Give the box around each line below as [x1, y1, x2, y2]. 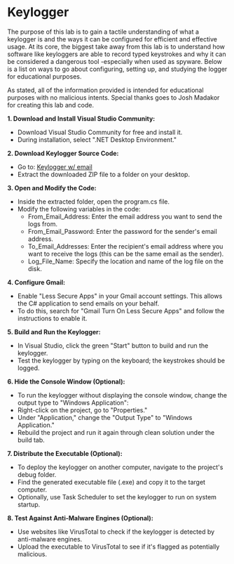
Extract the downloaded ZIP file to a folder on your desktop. [17, 170, 191, 178]
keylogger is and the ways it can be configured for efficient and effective [7, 34, 217, 43]
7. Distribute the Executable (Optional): [7, 449, 123, 457]
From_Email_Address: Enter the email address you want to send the [27, 212, 223, 221]
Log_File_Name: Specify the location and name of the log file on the [27, 257, 224, 265]
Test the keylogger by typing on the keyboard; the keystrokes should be [17, 356, 226, 365]
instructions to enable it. [17, 314, 88, 322]
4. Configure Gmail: [7, 278, 65, 287]
